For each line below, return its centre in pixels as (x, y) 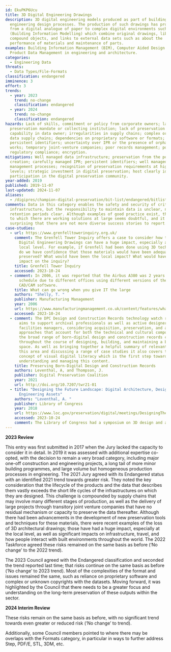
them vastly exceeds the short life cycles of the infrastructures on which (81, 490)
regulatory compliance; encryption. (49, 153)
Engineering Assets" (40, 394)
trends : (13, 91)
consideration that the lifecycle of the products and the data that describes (84, 485)
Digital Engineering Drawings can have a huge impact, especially (91, 242)
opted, (12, 458)
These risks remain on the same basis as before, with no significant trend (82, 617)
